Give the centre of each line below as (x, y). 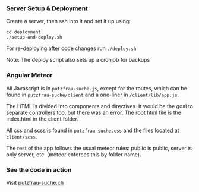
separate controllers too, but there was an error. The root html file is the (94, 112)
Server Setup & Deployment (47, 8)
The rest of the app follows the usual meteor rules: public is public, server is (99, 148)
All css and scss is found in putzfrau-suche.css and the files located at (93, 130)
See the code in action (39, 169)
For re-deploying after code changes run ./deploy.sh (71, 48)
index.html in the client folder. (42, 119)
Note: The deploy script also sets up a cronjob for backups (78, 60)
